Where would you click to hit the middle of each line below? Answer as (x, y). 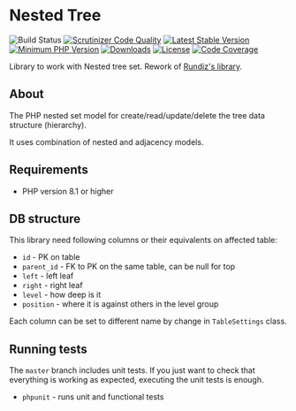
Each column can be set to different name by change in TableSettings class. (148, 321)
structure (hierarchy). (48, 125)
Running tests (49, 349)
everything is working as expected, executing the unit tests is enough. (137, 380)
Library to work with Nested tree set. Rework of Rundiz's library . (126, 66)
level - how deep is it (61, 295)
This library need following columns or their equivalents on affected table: (144, 240)
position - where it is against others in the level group (120, 304)
